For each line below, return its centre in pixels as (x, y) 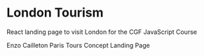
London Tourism (55, 13)
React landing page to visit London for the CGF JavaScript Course (102, 32)
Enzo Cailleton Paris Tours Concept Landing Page (78, 45)
